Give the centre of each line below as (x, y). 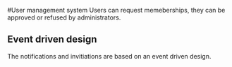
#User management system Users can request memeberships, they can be (116, 10)
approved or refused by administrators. (64, 17)
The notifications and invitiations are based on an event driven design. (109, 56)
